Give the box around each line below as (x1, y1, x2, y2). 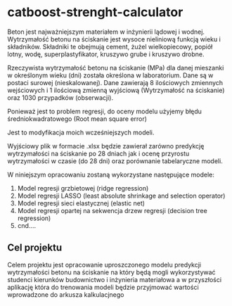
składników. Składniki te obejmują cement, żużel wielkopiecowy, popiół (7, 42, 213, 51)
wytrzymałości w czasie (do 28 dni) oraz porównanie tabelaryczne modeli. (7, 156, 223, 165)
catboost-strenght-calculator (7, 4, 183, 20)
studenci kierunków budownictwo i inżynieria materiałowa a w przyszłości (7, 275, 222, 283)
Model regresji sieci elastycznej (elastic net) (17, 198, 146, 208)
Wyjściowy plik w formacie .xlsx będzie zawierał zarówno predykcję (7, 141, 205, 150)
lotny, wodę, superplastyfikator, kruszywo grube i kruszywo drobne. (7, 50, 205, 58)
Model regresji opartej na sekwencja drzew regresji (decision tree (17, 206, 207, 215)
